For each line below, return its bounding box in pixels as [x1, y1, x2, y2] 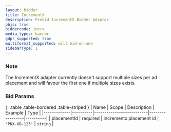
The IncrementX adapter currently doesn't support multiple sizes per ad [5, 74, 158, 80]
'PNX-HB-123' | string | [5, 121, 54, 127]
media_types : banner [5, 31, 50, 36]
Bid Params [5, 92, 34, 100]
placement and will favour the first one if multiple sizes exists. [5, 80, 136, 86]
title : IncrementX [5, 12, 45, 17]
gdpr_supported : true [5, 36, 52, 42]
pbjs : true [5, 22, 29, 27]
